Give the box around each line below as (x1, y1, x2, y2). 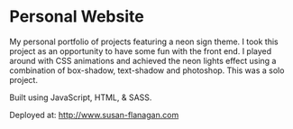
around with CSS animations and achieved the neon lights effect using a (9, 55, 277, 66)
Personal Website (9, 6, 144, 27)
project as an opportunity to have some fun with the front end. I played (9, 45, 272, 56)
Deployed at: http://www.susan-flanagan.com (9, 109, 179, 120)
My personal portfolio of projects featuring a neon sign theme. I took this (9, 36, 279, 47)
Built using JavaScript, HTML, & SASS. (9, 92, 152, 103)
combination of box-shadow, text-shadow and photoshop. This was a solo (9, 65, 285, 76)
